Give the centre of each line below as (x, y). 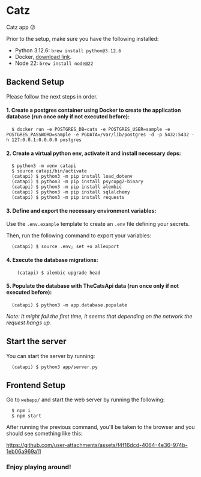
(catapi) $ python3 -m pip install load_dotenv (72, 177)
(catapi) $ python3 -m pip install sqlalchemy (71, 192)
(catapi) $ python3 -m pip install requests (68, 198)
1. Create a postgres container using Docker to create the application (94, 110)
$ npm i (21, 411)
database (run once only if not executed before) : (68, 117)
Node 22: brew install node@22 (54, 63)
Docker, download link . (43, 56)
